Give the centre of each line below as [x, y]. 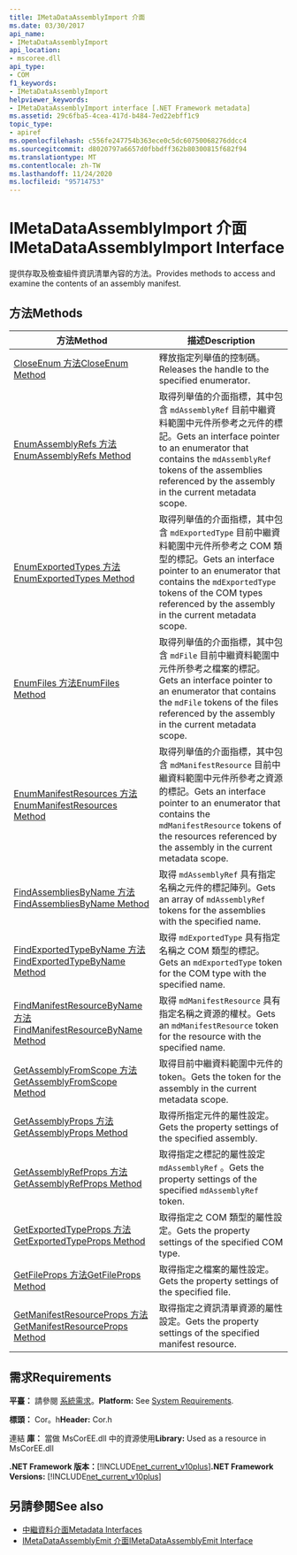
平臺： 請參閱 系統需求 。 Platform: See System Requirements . [122, 1400]
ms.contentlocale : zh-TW [55, 166]
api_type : [27, 67]
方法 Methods [46, 314]
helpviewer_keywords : [49, 100]
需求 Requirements [61, 1378]
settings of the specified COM [221, 1242]
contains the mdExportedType [217, 581]
